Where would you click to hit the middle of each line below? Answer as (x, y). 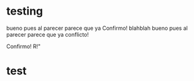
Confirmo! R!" (24, 46)
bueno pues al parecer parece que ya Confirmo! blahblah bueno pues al (97, 28)
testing (25, 11)
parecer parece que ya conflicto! (48, 34)
